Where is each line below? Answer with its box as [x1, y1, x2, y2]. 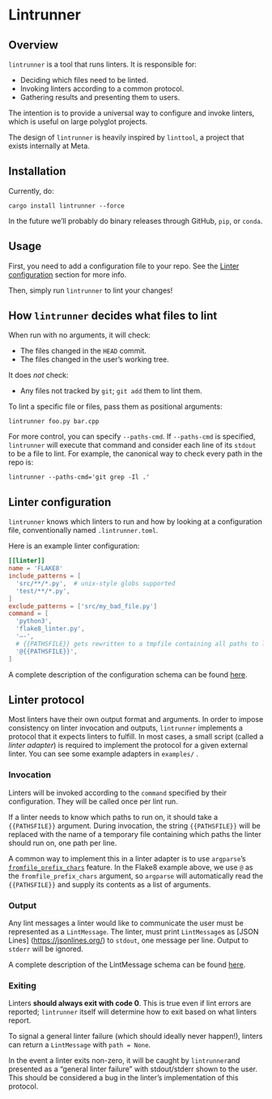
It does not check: [8, 371, 69, 380]
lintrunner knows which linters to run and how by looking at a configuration [8, 517, 263, 526]
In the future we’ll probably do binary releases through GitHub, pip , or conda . [8, 216, 263, 225]
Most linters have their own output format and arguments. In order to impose [8, 715, 264, 724]
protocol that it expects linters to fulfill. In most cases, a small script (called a [8, 732, 264, 741]
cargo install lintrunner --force [8, 201, 125, 210]
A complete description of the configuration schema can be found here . [8, 669, 248, 679]
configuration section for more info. [8, 269, 127, 279]
